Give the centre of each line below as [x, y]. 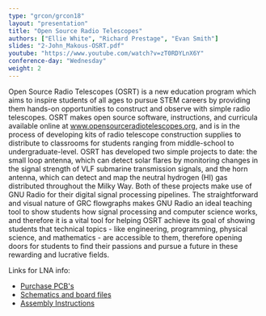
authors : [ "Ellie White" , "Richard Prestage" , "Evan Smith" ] [114, 38]
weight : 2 [25, 69]
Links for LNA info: [39, 270]
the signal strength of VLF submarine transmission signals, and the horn [128, 169]
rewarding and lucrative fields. [59, 255]
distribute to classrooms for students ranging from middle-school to [121, 143]
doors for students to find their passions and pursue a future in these [123, 246]
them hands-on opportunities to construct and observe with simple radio [129, 108]
